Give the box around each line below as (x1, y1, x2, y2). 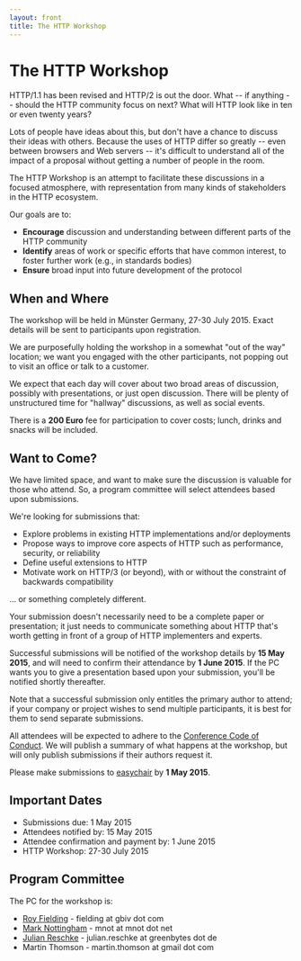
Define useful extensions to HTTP (22, 557, 148, 568)
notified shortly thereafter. (9, 677, 106, 687)
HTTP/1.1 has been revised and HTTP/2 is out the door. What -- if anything (9, 90, 285, 101)
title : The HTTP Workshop (9, 22, 106, 31)
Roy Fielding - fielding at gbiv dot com (22, 912, 164, 923)
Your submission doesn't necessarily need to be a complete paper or (9, 611, 265, 622)
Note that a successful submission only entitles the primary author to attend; (9, 694, 293, 705)
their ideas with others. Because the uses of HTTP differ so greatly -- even (9, 136, 286, 147)
